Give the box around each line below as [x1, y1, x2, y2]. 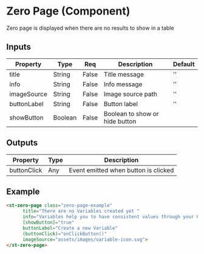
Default [172, 59, 195, 68]
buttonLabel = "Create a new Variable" [22, 225, 118, 231]
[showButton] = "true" [22, 219, 75, 226]
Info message [103, 80, 143, 89]
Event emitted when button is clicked [69, 165, 174, 174]
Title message [103, 70, 144, 78]
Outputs [6, 138, 38, 148]
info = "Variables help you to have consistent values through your [22, 214, 194, 220]
